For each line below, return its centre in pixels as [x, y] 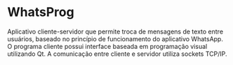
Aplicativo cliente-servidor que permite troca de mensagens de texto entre [115, 31]
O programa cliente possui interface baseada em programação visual [107, 46]
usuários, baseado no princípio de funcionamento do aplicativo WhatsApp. [115, 38]
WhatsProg [41, 12]
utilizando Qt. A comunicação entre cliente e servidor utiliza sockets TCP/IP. [117, 54]
